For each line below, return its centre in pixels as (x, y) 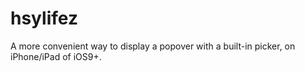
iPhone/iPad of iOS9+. (56, 56)
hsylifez (44, 18)
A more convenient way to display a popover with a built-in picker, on (153, 46)
